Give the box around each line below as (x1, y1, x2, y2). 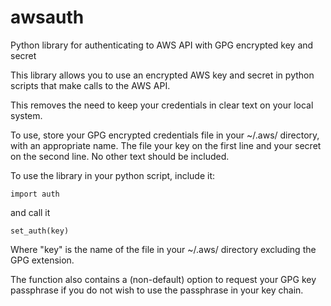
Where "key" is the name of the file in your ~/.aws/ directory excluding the (10, 243, 317, 255)
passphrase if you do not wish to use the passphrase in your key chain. (10, 284, 304, 296)
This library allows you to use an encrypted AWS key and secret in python (10, 69, 315, 81)
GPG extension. (10, 254, 75, 266)
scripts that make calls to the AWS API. (10, 79, 171, 91)
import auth (10, 189, 60, 199)
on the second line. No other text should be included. (10, 150, 230, 162)
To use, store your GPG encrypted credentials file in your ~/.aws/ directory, (10, 129, 320, 141)
